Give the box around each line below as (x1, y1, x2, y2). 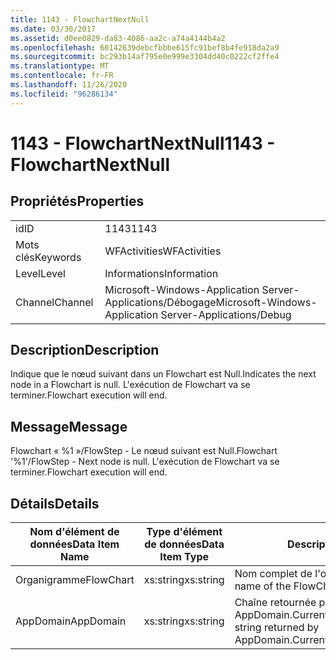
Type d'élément (146, 525, 223, 539)
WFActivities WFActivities (104, 244, 222, 258)
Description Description (10, 342, 160, 359)
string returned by (234, 621, 320, 635)
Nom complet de (234, 567, 313, 581)
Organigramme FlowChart (15, 573, 135, 587)
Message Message (10, 418, 128, 435)
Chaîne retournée (234, 596, 317, 610)
